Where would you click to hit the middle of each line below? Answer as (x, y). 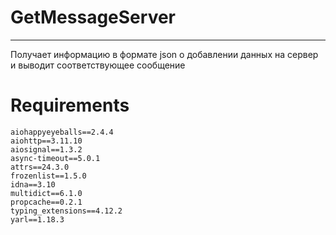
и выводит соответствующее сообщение (98, 65)
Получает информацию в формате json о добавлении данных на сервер (164, 54)
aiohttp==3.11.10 (46, 141)
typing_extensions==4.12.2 (66, 211)
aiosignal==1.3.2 (46, 149)
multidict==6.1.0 (46, 193)
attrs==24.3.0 (40, 167)
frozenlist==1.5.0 (48, 176)
